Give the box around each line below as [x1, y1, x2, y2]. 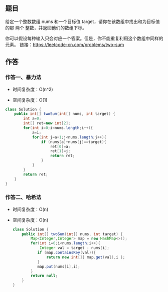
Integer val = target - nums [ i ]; [39, 245, 109, 250]
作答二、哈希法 [5, 194, 42, 201]
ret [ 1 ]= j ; [50, 148, 71, 153]
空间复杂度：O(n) [12, 216, 49, 223]
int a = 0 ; [23, 116, 42, 121]
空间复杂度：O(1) [12, 96, 48, 103]
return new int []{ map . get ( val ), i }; [46, 254, 125, 259]
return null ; [31, 273, 58, 278]
